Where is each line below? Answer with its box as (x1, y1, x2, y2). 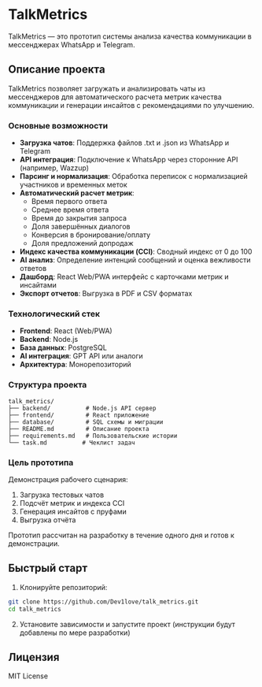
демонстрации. (8, 538, 61, 548)
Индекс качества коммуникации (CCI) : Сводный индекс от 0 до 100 (19, 247, 253, 257)
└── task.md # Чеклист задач (8, 439, 135, 447)
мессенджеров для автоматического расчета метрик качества (8, 92, 222, 102)
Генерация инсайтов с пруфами (19, 507, 127, 516)
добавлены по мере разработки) (19, 628, 131, 637)
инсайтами (19, 280, 57, 290)
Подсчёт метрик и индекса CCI (19, 498, 125, 507)
